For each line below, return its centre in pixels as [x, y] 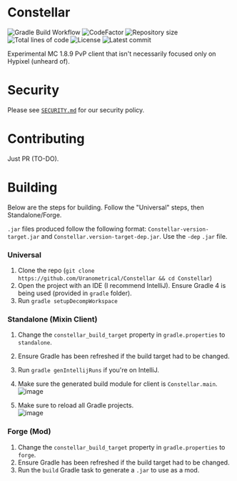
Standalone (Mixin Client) [52, 319]
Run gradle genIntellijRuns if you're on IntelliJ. [88, 370]
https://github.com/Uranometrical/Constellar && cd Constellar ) [115, 278]
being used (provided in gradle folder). [75, 293]
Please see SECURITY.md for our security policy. [76, 110]
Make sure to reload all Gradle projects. [76, 405]
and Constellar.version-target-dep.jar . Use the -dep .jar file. [134, 236]
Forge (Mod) [29, 432]
